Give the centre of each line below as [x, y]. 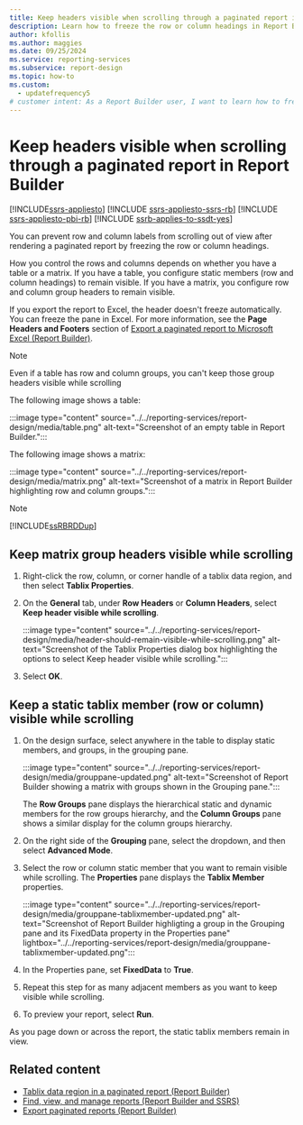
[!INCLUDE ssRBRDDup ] [53, 526]
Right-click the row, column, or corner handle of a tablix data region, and [157, 576]
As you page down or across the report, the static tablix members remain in [150, 1031]
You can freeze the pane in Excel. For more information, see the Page [138, 319]
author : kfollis [40, 34]
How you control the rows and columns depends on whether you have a [143, 263]
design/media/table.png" [55, 427]
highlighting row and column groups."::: [83, 491]
